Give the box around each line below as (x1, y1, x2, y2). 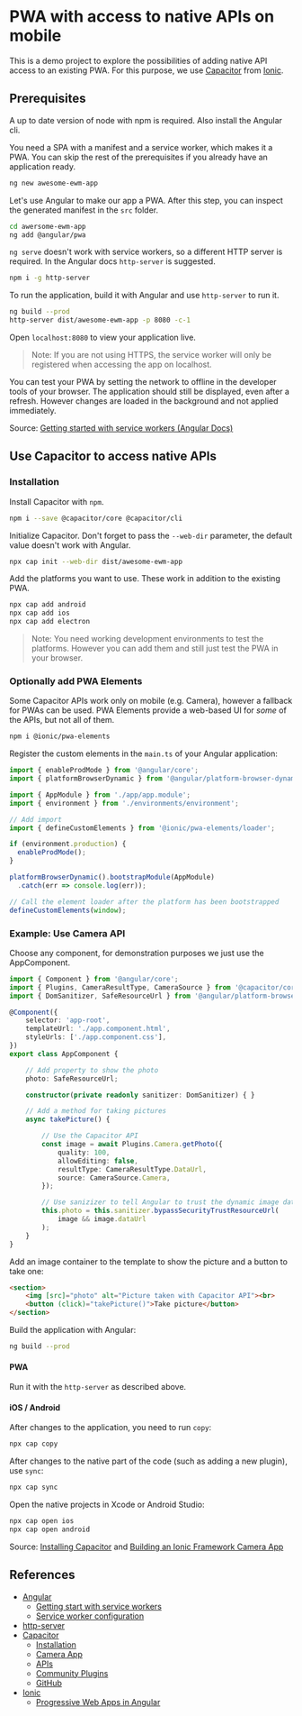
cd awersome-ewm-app (9, 222, 87, 231)
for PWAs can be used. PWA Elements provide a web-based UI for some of (9, 705, 288, 716)
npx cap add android (9, 600, 87, 609)
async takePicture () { (25, 1115, 111, 1124)
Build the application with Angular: (9, 1325, 137, 1336)
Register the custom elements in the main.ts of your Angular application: (9, 748, 279, 759)
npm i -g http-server (9, 273, 91, 283)
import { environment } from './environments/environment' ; (9, 799, 240, 808)
